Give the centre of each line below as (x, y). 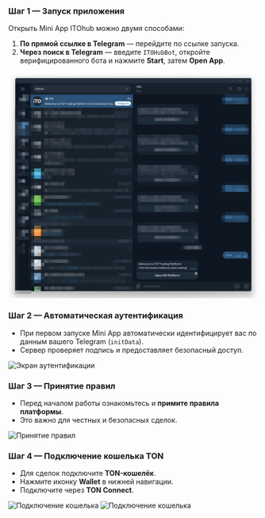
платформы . (41, 412)
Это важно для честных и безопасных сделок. (98, 420)
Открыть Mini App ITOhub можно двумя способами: (96, 29)
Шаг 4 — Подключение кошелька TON (86, 456)
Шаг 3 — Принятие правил (62, 385)
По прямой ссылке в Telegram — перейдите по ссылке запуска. (129, 44)
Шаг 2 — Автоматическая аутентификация (96, 315)
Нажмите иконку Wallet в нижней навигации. (96, 481)
